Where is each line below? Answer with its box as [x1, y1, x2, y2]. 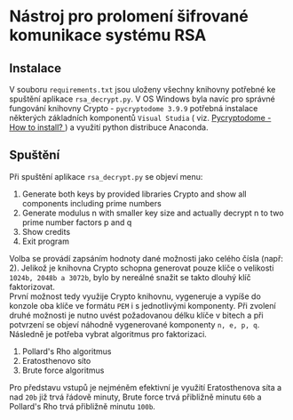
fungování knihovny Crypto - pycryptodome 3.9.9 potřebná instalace [9, 103, 258, 113]
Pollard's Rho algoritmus [21, 345, 112, 357]
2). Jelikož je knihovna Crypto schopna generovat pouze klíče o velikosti [9, 262, 274, 273]
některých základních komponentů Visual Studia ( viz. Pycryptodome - [9, 113, 272, 123]
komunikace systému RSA [9, 25, 207, 45]
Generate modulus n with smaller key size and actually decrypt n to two [21, 207, 284, 218]
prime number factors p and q [21, 216, 132, 228]
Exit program [21, 236, 69, 246]
